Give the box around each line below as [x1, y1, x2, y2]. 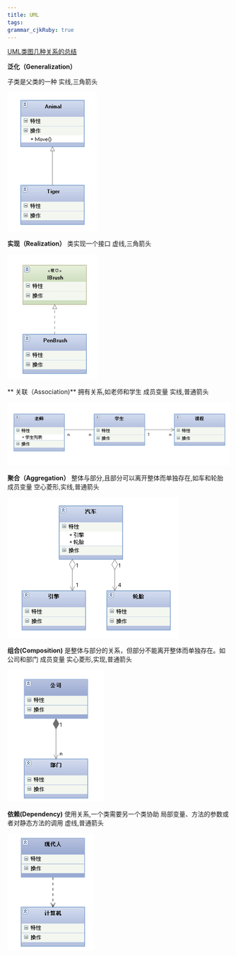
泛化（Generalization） [7, 62, 76, 71]
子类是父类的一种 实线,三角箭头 [7, 78, 98, 86]
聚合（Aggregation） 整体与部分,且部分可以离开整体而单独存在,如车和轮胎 [7, 473, 224, 482]
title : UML [7, 11, 40, 18]
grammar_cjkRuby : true [7, 26, 74, 33]
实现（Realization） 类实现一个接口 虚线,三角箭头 [7, 239, 152, 248]
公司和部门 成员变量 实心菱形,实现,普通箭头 [7, 655, 132, 663]
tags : [7, 18, 23, 26]
